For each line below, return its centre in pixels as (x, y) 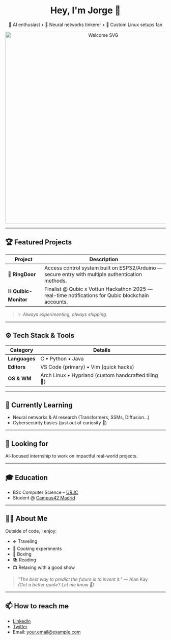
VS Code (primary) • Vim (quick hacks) (87, 367)
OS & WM (20, 378)
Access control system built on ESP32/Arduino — (103, 268)
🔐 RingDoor (22, 274)
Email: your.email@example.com (47, 632)
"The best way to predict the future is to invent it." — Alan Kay (83, 579)
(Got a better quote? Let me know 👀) (56, 584)
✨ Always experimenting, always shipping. (63, 314)
